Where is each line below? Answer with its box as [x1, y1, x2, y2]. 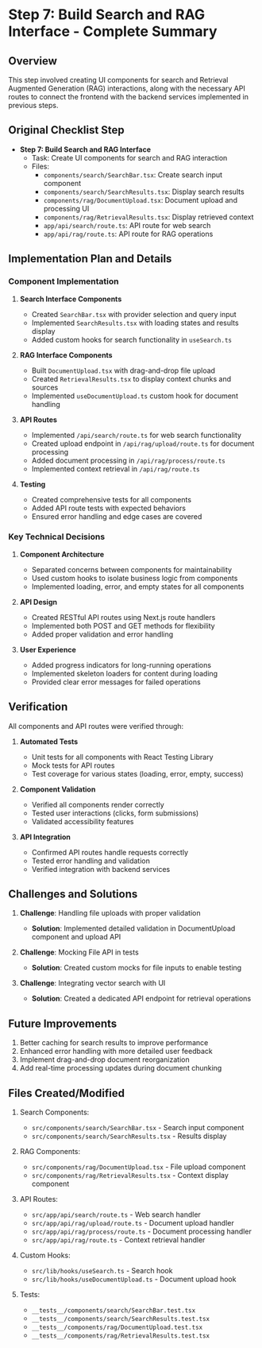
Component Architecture [19, 549, 105, 559]
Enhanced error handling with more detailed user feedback [19, 1047, 213, 1056]
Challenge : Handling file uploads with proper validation [19, 908, 201, 918]
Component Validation [19, 784, 96, 794]
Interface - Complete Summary [8, 22, 218, 41]
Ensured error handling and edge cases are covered [31, 511, 202, 521]
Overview [8, 54, 58, 68]
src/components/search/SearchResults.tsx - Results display [31, 1131, 227, 1141]
